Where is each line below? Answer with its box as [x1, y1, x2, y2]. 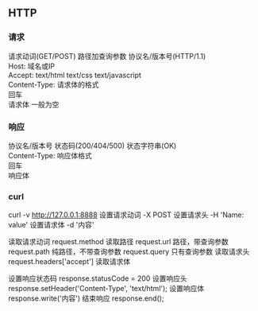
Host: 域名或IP [8, 61, 56, 71]
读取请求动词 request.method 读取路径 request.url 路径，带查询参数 [8, 237, 229, 247]
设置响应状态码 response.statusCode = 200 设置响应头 [8, 274, 188, 283]
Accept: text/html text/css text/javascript [8, 70, 141, 80]
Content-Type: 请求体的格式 [8, 80, 99, 89]
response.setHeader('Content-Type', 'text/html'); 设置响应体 [8, 284, 205, 294]
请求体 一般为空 [8, 99, 60, 109]
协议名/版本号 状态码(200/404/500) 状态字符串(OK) [8, 141, 177, 150]
